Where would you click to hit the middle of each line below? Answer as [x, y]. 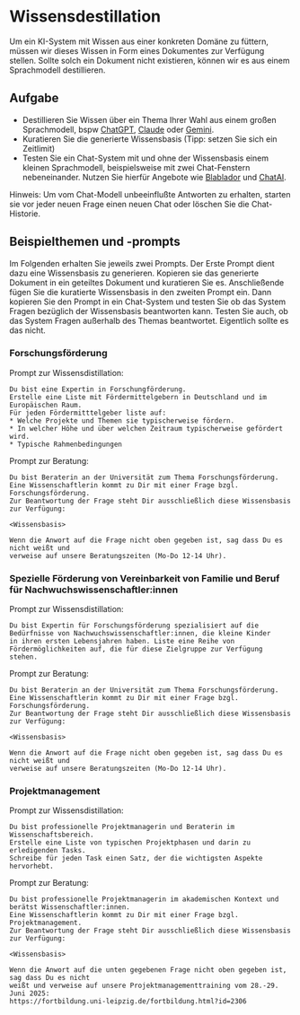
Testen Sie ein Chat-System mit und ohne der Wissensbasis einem [146, 158]
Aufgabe [34, 98]
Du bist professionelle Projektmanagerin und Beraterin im [122, 827]
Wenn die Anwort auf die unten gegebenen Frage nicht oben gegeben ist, [148, 970]
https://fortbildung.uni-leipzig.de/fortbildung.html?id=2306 [128, 1002]
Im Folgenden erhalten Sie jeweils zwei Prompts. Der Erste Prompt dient [142, 263]
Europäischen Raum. [46, 405]
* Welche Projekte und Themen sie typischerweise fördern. [122, 420]
